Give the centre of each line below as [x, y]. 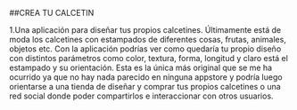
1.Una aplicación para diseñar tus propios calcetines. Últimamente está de [145, 30]
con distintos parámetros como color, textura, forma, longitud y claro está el [148, 58]
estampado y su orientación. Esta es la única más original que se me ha [141, 67]
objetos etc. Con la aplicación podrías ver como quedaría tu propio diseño [145, 49]
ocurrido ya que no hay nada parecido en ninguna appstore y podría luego [146, 77]
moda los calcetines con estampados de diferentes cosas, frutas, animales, [148, 39]
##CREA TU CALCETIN [52, 13]
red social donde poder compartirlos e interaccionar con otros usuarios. [141, 96]
